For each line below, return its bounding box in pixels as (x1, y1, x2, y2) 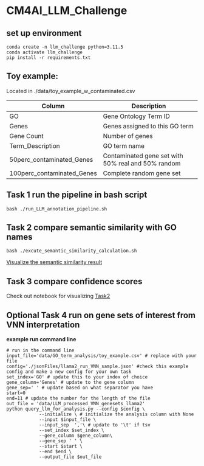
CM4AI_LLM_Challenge (6, 4, 127, 18)
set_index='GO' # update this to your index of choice (6, 374, 148, 380)
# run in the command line (6, 347, 75, 353)
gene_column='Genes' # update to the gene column (6, 380, 135, 386)
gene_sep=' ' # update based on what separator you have (6, 384, 154, 391)
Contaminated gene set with (103, 151, 183, 160)
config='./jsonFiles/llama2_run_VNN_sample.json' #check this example (6, 363, 189, 370)
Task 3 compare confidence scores (6, 276, 143, 287)
